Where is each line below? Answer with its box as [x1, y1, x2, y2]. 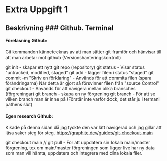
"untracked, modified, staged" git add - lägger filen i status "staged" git [5, 69, 154, 75]
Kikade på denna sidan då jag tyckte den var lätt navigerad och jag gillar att [5, 124, 162, 130]
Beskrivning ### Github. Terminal [5, 24, 114, 32]
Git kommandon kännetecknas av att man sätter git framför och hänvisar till [5, 49, 162, 55]
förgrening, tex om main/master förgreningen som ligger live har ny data [5, 145, 155, 151]
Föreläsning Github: [5, 38, 48, 44]
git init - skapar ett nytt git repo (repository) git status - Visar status [5, 64, 145, 70]
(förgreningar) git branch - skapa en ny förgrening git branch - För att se [5, 91, 155, 97]
